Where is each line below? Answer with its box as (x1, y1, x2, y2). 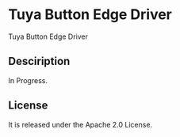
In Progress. (8, 75, 48, 85)
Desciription (8, 55, 71, 68)
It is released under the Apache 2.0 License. (8, 120, 153, 129)
